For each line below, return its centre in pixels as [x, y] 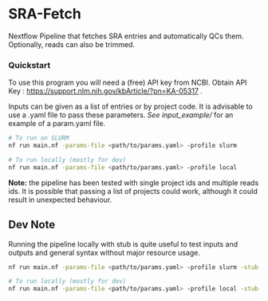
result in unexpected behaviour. [60, 200]
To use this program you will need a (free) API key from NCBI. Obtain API [128, 83]
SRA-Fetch [45, 14]
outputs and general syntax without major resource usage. [104, 252]
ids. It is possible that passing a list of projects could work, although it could [133, 191]
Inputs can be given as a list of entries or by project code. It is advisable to [130, 107]
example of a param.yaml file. [57, 124]
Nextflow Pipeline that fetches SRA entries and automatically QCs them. [126, 36]
